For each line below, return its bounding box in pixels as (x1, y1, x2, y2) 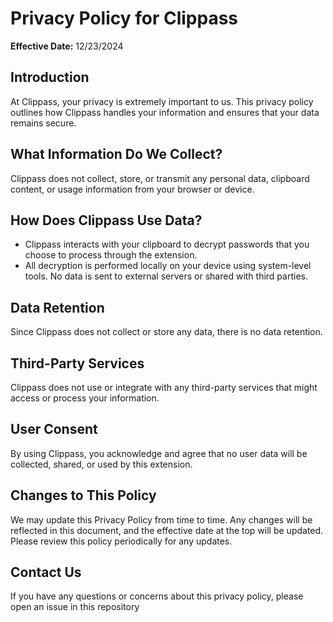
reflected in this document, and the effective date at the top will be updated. (10, 524, 324, 536)
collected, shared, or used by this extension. (10, 458, 193, 470)
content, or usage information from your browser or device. (10, 183, 255, 195)
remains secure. (10, 117, 77, 129)
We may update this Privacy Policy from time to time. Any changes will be (10, 513, 313, 526)
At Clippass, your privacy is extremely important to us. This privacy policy (10, 95, 314, 107)
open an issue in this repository (10, 601, 140, 613)
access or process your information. (10, 392, 160, 404)
